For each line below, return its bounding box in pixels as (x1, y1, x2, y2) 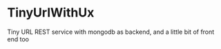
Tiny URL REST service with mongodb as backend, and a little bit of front (7, 28, 215, 36)
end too (7, 35, 30, 43)
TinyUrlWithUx (7, 5, 95, 21)
